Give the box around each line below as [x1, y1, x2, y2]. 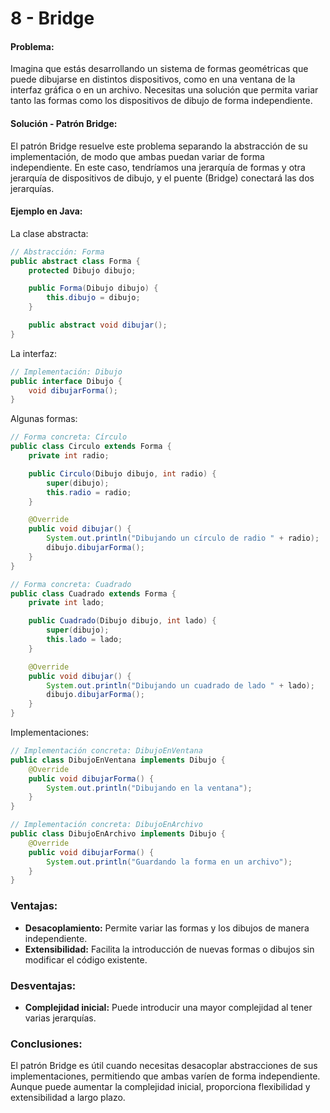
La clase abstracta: [10, 227, 89, 239]
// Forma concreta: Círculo [10, 432, 128, 442]
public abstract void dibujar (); [28, 320, 168, 331]
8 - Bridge [10, 7, 95, 30]
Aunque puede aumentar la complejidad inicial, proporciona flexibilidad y [10, 1081, 311, 1093]
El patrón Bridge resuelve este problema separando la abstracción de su [10, 140, 308, 152]
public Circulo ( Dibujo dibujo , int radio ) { [28, 468, 217, 479]
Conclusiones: [10, 1037, 83, 1051]
